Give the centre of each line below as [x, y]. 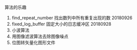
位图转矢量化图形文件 [33, 43]
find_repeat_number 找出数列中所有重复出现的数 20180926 [72, 18]
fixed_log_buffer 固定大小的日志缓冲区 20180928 [62, 24]
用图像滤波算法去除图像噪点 [40, 36]
